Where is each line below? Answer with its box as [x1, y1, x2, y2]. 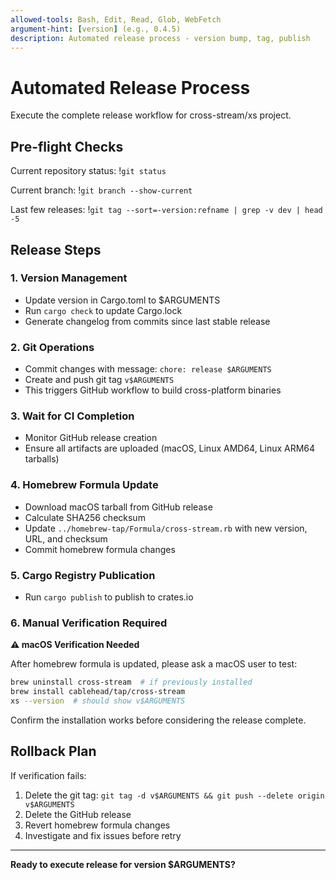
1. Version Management [10, 271, 128, 285]
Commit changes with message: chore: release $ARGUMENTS [24, 363, 272, 375]
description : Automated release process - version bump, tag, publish [10, 33, 311, 43]
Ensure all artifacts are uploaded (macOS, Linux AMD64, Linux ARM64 [24, 442, 316, 455]
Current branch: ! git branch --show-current [10, 184, 193, 196]
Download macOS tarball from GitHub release [24, 501, 213, 513]
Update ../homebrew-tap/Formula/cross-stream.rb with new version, [24, 522, 308, 534]
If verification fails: [10, 769, 87, 781]
